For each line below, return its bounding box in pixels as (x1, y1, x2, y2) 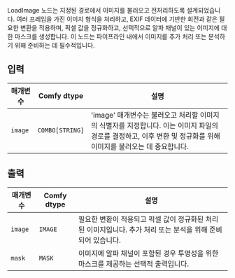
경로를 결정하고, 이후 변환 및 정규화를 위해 (90, 131, 220, 141)
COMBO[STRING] (37, 126, 85, 134)
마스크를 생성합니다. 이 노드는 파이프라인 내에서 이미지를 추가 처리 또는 (14, 32, 207, 41)
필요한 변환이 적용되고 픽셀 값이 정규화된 (78, 214, 204, 224)
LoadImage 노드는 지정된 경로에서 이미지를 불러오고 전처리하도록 (7, 6, 185, 14)
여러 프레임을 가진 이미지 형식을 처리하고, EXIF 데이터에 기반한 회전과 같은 (16, 15, 218, 23)
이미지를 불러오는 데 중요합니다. (90, 141, 189, 151)
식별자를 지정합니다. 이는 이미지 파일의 (99, 120, 219, 130)
